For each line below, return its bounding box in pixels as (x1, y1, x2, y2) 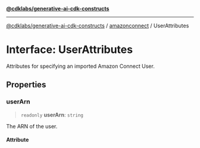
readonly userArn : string (20, 111, 83, 118)
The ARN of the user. (6, 122, 58, 130)
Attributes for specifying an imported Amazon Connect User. (6, 62, 155, 70)
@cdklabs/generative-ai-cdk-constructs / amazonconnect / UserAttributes (6, 22, 189, 29)
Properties (6, 80, 46, 90)
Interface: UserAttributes (6, 43, 133, 56)
